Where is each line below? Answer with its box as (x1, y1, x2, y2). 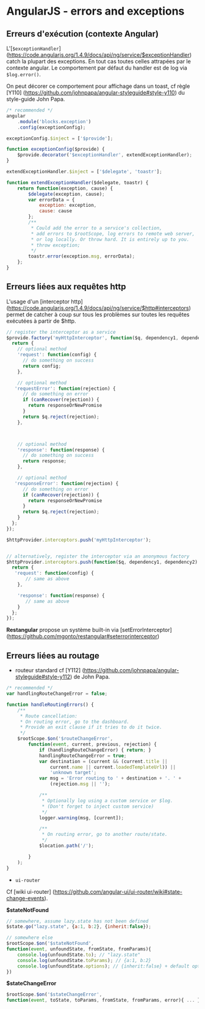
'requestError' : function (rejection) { (14, 386, 116, 392)
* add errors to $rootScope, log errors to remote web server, (31, 231, 195, 237)
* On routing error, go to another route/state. (41, 831, 168, 838)
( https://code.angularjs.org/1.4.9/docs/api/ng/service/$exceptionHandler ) (6, 51, 192, 59)
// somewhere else (6, 935, 53, 941)
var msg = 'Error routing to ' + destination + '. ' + (38, 775, 182, 781)
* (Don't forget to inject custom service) (41, 803, 154, 810)
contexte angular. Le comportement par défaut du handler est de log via (6, 64, 187, 71)
